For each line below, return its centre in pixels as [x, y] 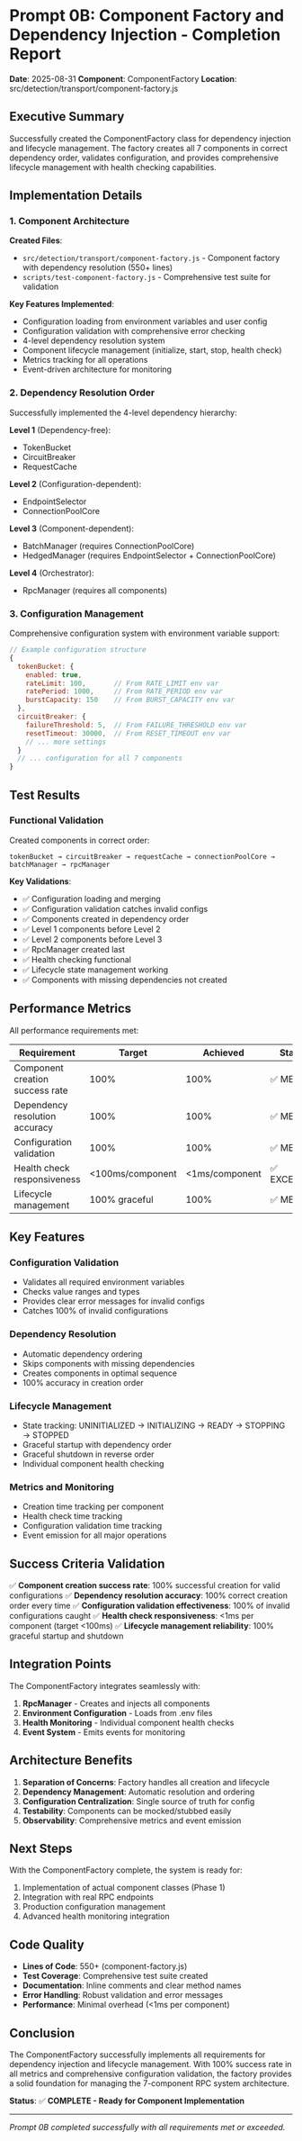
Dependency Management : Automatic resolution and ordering [138, 1792]
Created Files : [36, 240]
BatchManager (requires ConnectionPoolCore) [108, 546]
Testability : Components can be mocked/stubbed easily [127, 1811]
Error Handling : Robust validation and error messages [122, 1995]
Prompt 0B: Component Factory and [147, 16]
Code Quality [47, 1944]
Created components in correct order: [80, 840]
